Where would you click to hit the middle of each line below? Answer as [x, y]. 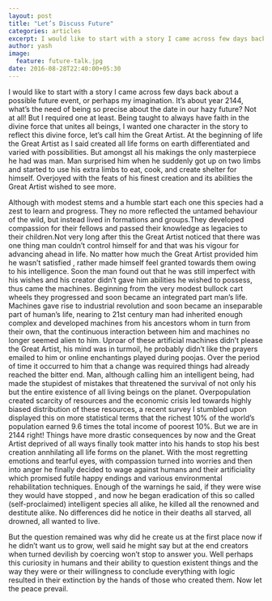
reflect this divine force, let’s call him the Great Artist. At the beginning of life [136, 135]
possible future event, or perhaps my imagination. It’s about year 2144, [126, 100]
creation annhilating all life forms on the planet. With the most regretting [128, 452]
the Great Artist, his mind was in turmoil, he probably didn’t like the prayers [133, 349]
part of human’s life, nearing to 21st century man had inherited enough [125, 314]
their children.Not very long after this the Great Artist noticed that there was [134, 237]
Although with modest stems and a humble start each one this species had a [136, 202]
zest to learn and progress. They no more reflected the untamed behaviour [133, 211]
